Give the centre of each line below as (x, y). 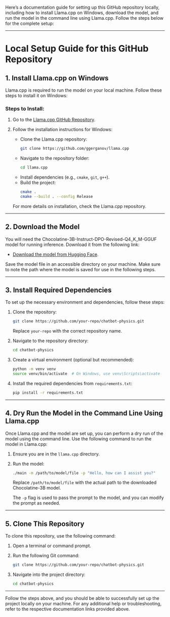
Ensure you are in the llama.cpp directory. (56, 454)
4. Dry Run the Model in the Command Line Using (84, 413)
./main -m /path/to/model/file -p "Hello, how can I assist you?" (84, 473)
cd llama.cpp (34, 168)
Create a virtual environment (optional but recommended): (73, 360)
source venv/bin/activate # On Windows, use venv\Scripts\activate (86, 374)
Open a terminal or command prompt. (52, 546)
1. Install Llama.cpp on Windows (57, 78)
